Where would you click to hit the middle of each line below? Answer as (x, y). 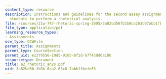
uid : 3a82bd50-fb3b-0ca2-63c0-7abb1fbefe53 (51, 69)
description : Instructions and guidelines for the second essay (73, 14)
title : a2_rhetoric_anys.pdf (35, 64)
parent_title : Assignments (33, 46)
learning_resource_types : (32, 32)
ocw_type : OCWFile (24, 42)
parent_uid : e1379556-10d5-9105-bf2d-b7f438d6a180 (58, 55)
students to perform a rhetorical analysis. (56, 19)
